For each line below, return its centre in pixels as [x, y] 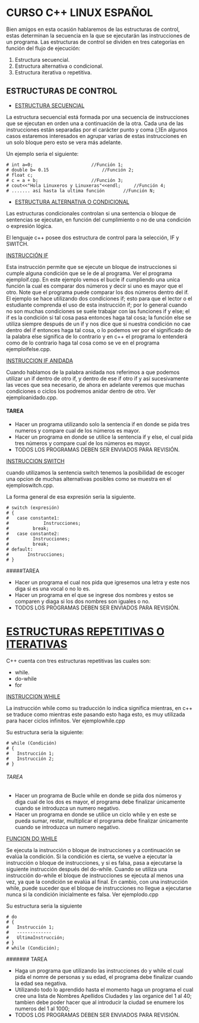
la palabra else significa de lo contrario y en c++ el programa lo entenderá [97, 336]
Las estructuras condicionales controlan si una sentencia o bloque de [91, 213]
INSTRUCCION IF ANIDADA [40, 361]
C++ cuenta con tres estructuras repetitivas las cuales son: [79, 661]
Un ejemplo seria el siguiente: [42, 154]
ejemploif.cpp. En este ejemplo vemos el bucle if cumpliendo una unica [93, 279]
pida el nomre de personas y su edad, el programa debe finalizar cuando [104, 977]
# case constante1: [33, 518]
